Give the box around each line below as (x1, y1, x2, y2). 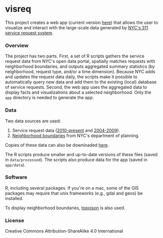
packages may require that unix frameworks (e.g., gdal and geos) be (5, 190, 143, 196)
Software (5, 174, 28, 181)
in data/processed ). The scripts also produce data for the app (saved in (5, 157, 148, 162)
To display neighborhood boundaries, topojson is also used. (5, 205, 125, 211)
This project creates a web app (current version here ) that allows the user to (5, 20, 159, 25)
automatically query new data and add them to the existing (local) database (5, 79, 157, 85)
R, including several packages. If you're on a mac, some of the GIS (5, 185, 139, 191)
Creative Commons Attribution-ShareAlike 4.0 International (5, 228, 123, 234)
